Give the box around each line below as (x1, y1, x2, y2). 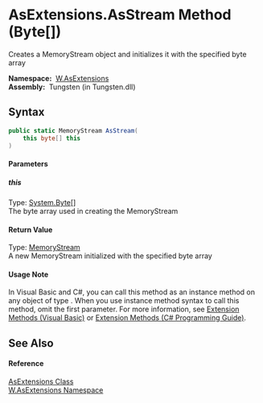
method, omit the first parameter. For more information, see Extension (8, 304, 240, 315)
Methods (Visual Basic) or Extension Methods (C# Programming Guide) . (8, 313, 247, 323)
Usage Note (8, 269, 49, 279)
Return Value (8, 224, 53, 234)
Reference (8, 359, 44, 368)
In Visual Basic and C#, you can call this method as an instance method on (8, 287, 256, 297)
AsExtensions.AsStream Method (8, 6, 232, 24)
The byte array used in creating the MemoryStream (8, 206, 179, 216)
